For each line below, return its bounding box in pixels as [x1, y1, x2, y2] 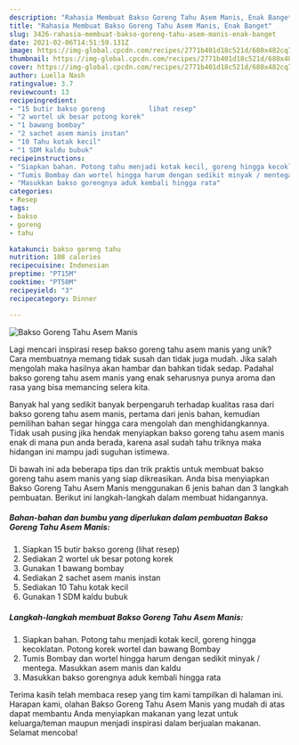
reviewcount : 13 [9, 87, 69, 96]
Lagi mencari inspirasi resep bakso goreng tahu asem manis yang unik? [9, 344, 272, 355]
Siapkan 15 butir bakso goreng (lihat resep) [21, 544, 181, 555]
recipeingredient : [9, 95, 77, 105]
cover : [9, 63, 34, 72]
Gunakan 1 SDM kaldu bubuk [21, 592, 128, 602]
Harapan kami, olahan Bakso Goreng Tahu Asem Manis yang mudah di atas [9, 699, 286, 709]
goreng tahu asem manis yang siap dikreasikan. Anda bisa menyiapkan [9, 473, 270, 484]
